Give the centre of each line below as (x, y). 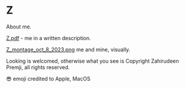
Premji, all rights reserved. (38, 67)
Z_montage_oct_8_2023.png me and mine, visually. (68, 49)
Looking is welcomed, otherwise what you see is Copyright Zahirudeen (92, 61)
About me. (19, 27)
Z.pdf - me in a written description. (49, 38)
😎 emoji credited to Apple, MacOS (48, 79)
